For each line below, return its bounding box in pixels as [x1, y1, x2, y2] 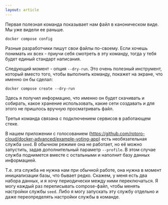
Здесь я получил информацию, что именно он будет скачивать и [5, 95, 144, 101]
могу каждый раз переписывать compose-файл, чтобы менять [5, 183, 140, 189]
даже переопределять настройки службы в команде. [5, 193, 120, 199]
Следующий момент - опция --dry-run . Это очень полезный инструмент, [5, 65, 162, 72]
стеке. [5, 120, 19, 126]
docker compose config [5, 36, 53, 41]
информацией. [5, 157, 37, 163]
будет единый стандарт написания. [5, 56, 81, 62]
